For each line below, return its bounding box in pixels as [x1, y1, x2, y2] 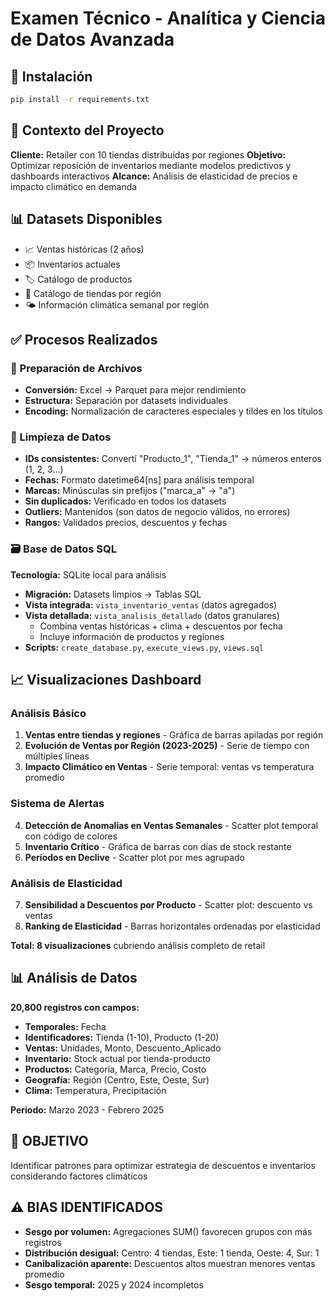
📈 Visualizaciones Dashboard [10, 672, 202, 689]
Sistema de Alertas [10, 797, 105, 811]
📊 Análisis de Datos [10, 970, 138, 987]
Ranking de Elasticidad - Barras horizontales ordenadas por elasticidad [24, 920, 321, 932]
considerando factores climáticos [10, 1170, 148, 1182]
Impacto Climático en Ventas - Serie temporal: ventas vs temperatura [24, 761, 315, 773]
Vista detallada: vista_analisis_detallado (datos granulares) [24, 609, 280, 621]
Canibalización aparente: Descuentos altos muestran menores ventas [24, 1257, 316, 1269]
